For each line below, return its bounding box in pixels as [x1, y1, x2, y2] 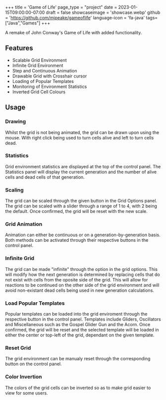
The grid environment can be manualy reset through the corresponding [5, 356, 151, 362]
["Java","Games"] [5, 20, 41, 26]
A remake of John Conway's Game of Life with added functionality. [5, 30, 142, 35]
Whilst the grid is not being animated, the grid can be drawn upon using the [5, 129, 160, 135]
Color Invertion [5, 373, 42, 380]
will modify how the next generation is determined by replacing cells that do [5, 271, 160, 277]
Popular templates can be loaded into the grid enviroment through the [5, 311, 148, 317]
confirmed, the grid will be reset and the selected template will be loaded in [5, 327, 160, 333]
